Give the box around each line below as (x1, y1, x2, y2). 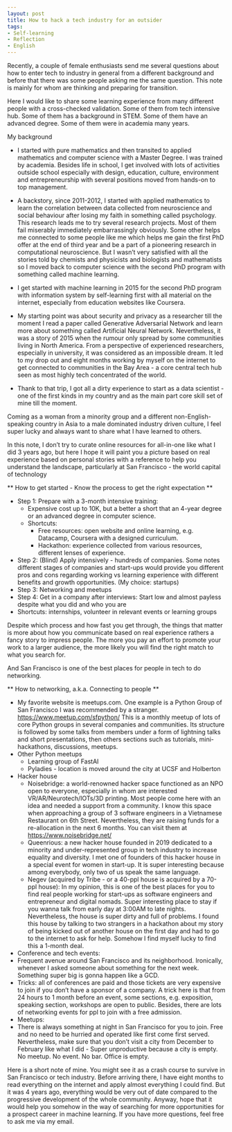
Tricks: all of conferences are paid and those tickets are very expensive (17, 979, 222, 986)
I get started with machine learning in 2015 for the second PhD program (17, 284, 222, 292)
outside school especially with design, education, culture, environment (17, 168, 220, 176)
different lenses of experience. (37, 549, 126, 557)
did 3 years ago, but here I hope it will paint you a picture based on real (7, 448, 211, 456)
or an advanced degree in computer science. (27, 512, 157, 520)
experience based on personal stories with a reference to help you (7, 455, 197, 464)
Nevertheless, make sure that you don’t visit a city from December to (17, 1038, 214, 1045)
